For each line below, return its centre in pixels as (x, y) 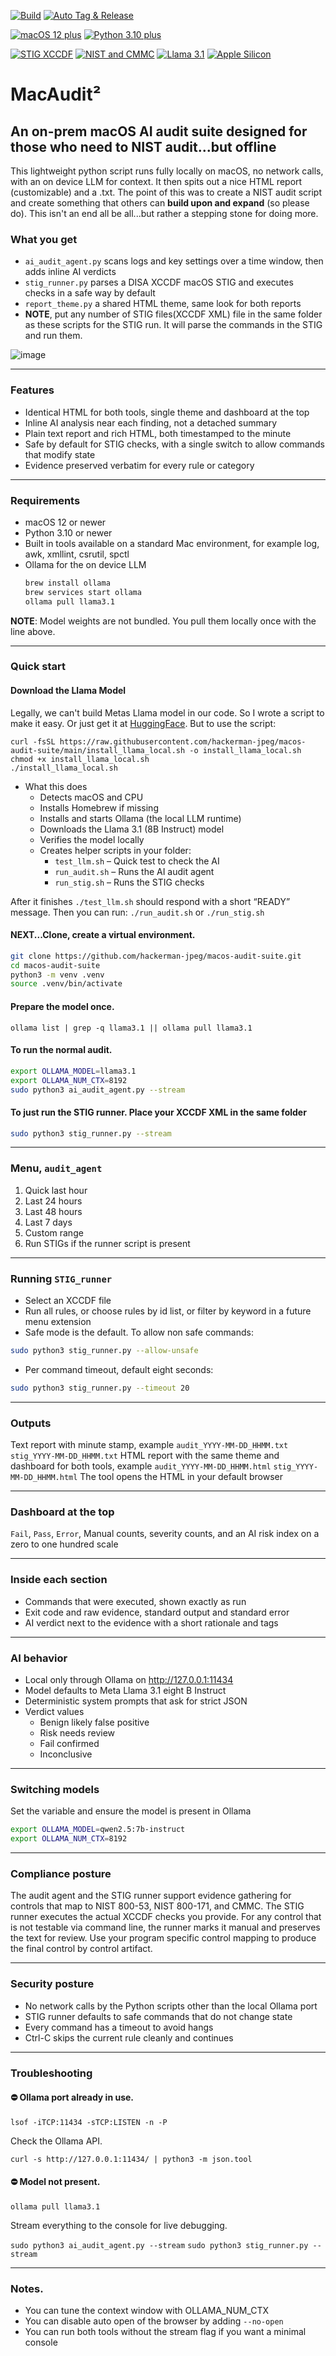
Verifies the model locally (92, 839)
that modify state (60, 454)
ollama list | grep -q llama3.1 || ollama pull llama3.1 (131, 1028)
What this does (56, 786)
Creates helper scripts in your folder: (115, 850)
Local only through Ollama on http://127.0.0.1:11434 (129, 1679)
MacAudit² (56, 94)
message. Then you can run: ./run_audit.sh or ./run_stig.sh (137, 912)
